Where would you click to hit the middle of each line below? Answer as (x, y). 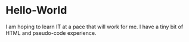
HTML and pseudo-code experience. (51, 33)
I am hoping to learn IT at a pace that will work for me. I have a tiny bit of (94, 27)
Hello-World (36, 10)
